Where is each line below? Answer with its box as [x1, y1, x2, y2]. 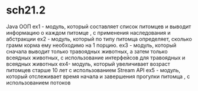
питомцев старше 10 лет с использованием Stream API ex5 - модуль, [6, 66, 181, 73]
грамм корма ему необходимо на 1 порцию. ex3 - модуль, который [6, 42, 177, 49]
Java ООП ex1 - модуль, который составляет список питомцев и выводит [6, 23, 191, 30]
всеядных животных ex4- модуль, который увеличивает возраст [6, 60, 170, 68]
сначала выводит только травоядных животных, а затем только [6, 48, 168, 55]
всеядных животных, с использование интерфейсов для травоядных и [6, 54, 186, 61]
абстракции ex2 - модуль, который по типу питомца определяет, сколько [6, 35, 192, 42]
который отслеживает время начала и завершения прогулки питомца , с [6, 73, 190, 80]
